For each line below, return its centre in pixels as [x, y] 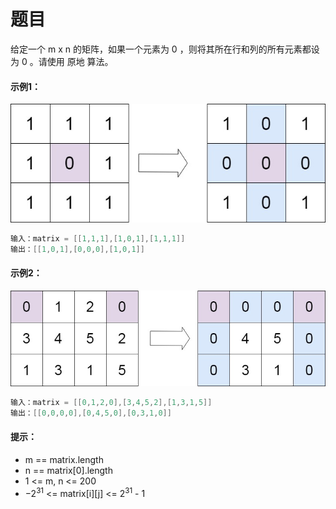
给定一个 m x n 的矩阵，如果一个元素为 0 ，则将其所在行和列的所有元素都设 [165, 49]
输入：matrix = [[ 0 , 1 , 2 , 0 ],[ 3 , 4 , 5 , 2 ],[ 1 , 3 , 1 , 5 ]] [111, 403]
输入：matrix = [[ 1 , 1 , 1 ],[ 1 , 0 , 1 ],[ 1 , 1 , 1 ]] [98, 238]
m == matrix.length [64, 460]
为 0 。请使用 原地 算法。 [62, 61]
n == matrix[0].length [68, 471]
